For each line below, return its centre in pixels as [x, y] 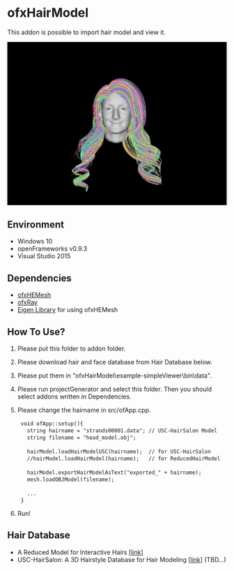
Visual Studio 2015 [44, 256]
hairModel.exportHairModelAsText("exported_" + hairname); [114, 473]
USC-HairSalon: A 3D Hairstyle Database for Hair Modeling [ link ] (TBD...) [122, 559]
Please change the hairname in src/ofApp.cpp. [84, 410]
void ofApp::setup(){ [52, 424]
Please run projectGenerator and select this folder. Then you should [115, 390]
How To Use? [36, 332]
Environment [36, 224]
